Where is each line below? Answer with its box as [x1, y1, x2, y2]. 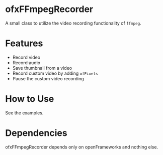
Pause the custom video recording [12, 75, 84, 81]
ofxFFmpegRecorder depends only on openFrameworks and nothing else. [5, 144, 158, 150]
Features [5, 38, 43, 49]
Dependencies [5, 127, 67, 138]
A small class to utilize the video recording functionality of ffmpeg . [5, 20, 142, 26]
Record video [12, 54, 41, 60]
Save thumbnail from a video [12, 65, 72, 71]
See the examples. [5, 109, 44, 116]
